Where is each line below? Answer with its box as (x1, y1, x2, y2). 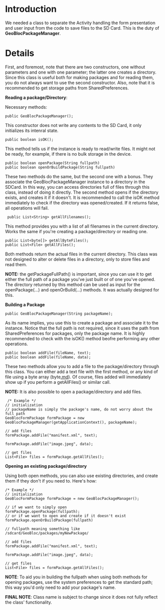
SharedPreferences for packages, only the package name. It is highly (5, 330, 145, 336)
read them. (5, 261, 27, 267)
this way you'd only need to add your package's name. (5, 584, 116, 590)
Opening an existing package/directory (5, 463, 87, 469)
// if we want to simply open (5, 505, 67, 510)
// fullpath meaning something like (5, 526, 80, 531)
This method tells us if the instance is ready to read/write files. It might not (5, 146, 156, 152)
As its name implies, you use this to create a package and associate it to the (5, 320, 159, 325)
